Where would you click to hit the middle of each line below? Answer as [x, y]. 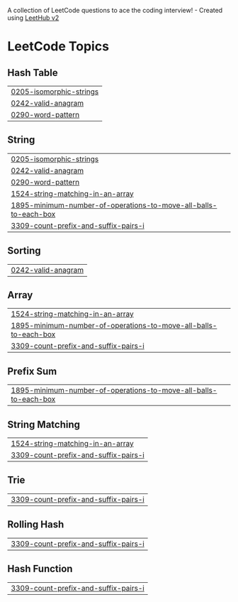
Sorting [24, 251]
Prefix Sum [32, 371]
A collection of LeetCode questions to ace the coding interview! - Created [115, 10]
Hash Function [40, 569]
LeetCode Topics [58, 46]
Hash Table [33, 73]
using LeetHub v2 [33, 18]
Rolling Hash [36, 525]
